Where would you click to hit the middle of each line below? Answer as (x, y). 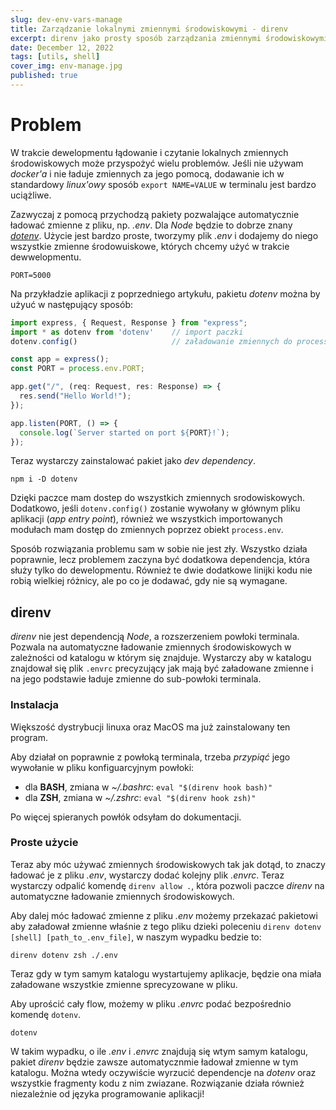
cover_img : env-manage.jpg (66, 66)
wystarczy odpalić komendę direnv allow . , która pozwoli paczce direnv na (167, 885)
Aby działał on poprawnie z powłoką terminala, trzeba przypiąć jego (150, 757)
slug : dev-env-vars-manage (66, 19)
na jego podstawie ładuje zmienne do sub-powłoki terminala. (136, 679)
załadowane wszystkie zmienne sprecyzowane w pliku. (124, 984)
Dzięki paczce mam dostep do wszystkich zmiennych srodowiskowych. (158, 498)
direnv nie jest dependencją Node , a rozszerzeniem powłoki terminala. (155, 637)
